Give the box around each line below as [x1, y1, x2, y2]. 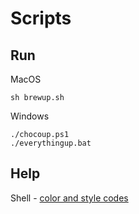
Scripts [10, 7, 72, 30]
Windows [10, 110, 50, 122]
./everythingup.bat [10, 138, 92, 148]
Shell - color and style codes [10, 192, 129, 204]
